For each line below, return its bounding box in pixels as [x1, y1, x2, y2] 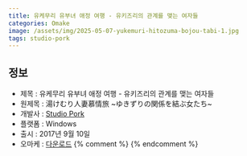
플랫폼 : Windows [19, 119, 77, 129]
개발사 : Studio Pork [19, 109, 84, 119]
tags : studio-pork [8, 34, 70, 43]
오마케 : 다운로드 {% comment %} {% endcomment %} [19, 139, 199, 149]
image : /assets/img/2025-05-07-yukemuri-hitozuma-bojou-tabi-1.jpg [8, 27, 240, 35]
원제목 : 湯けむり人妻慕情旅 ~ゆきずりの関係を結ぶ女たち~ [19, 99, 212, 109]
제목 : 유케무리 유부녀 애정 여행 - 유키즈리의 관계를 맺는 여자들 [19, 89, 215, 99]
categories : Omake [8, 19, 70, 27]
